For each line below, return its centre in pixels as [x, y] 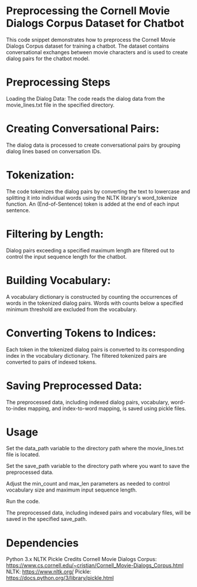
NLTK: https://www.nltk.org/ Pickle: [49, 572]
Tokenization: [40, 175]
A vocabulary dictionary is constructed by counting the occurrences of [92, 296]
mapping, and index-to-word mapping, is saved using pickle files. [107, 408]
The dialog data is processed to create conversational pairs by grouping [93, 145]
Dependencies [42, 543]
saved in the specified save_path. [46, 519]
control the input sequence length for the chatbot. [66, 256]
